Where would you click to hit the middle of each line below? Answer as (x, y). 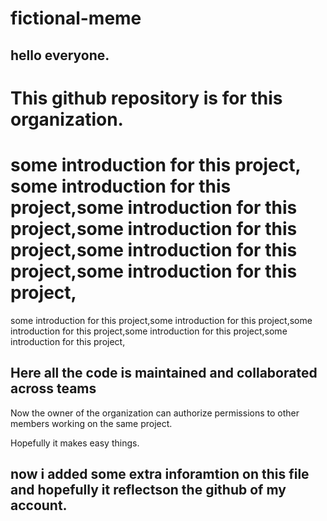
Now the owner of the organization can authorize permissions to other (155, 413)
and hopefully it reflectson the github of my (148, 489)
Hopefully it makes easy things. (75, 443)
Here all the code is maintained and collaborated (164, 373)
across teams (53, 388)
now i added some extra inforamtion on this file (160, 473)
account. (39, 505)
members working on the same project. (91, 423)
